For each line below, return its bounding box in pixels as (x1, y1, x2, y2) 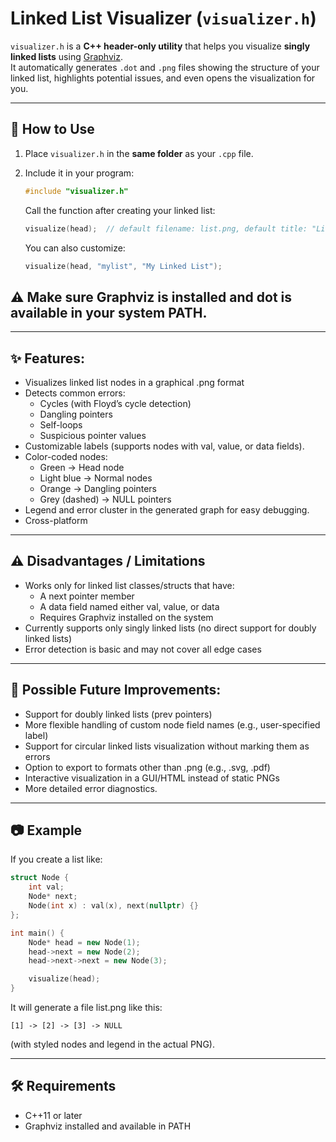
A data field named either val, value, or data (39, 600, 220, 612)
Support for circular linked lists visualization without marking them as (24, 740, 310, 752)
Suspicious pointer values (39, 430, 147, 441)
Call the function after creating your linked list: (24, 204, 216, 216)
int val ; (28, 882, 65, 892)
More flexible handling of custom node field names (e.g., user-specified (24, 718, 321, 731)
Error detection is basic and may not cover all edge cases (24, 643, 262, 655)
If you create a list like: (10, 853, 103, 866)
